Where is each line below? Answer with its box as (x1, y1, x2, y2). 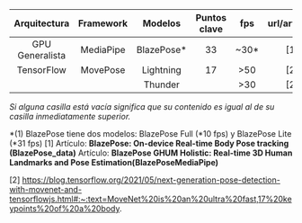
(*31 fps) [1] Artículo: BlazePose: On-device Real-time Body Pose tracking (9, 138, 289, 148)
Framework (77, 17, 129, 30)
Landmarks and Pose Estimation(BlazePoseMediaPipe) (9, 157, 218, 167)
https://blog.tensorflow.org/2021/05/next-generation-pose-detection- (22, 174, 280, 185)
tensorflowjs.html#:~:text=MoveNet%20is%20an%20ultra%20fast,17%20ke (9, 193, 292, 204)
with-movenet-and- (9, 184, 83, 194)
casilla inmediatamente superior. (9, 111, 131, 121)
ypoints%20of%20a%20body (9, 203, 120, 214)
